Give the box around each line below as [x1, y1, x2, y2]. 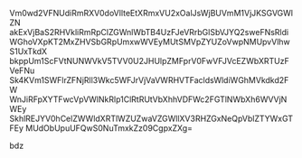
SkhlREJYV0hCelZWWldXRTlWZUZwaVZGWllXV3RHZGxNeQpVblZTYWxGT [9, 113, 294, 124]
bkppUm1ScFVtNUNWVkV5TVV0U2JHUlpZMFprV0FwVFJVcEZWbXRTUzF [9, 56, 289, 66]
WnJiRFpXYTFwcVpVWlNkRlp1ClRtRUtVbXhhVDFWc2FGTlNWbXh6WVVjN [9, 94, 288, 105]
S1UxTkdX [9, 46, 48, 57]
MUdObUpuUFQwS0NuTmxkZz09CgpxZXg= [25, 123, 193, 134]
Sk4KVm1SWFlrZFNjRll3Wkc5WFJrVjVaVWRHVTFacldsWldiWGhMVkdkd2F [9, 75, 289, 85]
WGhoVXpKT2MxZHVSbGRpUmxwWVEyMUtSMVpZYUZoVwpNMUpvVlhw [9, 36, 291, 47]
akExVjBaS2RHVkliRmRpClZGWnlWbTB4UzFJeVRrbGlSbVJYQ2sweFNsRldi [9, 27, 289, 37]
